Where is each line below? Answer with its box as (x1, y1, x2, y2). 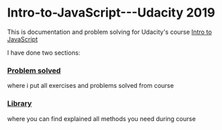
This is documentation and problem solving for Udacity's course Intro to (7, 28, 212, 36)
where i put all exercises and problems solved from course (7, 82, 174, 90)
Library (7, 99, 33, 109)
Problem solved (7, 66, 61, 75)
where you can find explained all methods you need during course (7, 114, 196, 122)
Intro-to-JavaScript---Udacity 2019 (7, 5, 216, 21)
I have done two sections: (7, 48, 81, 57)
